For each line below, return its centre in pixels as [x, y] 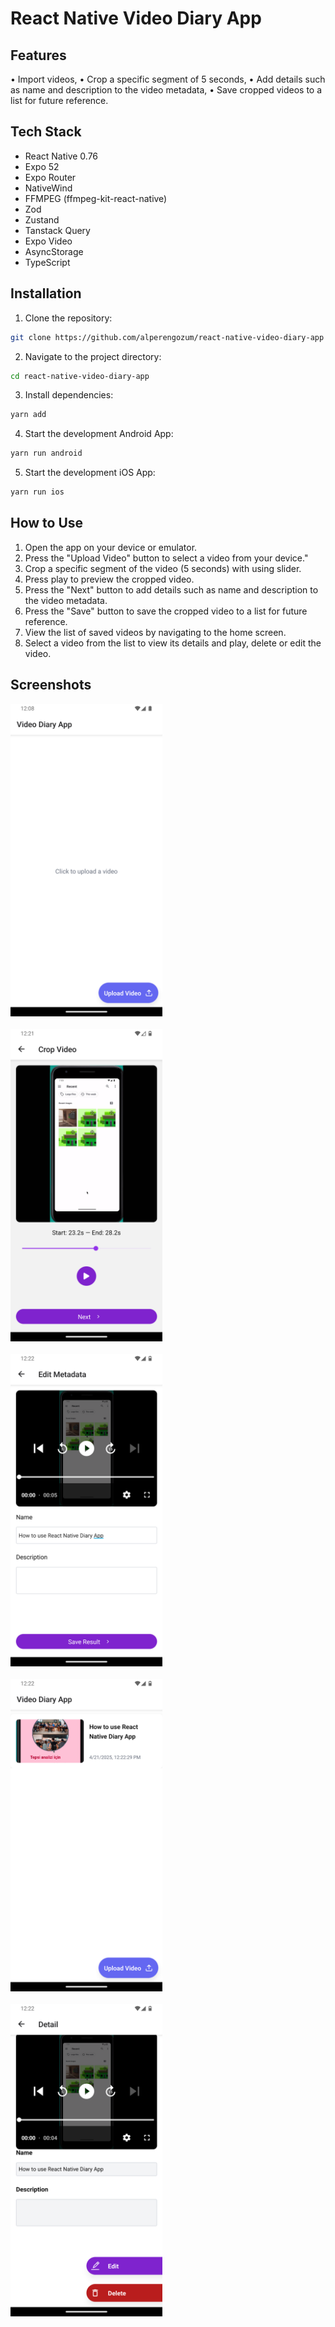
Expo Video [48, 241]
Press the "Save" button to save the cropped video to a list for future [166, 611]
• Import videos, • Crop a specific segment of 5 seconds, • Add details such [168, 79]
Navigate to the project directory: [93, 356]
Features [38, 55]
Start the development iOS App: [90, 473]
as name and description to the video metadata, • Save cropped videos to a [166, 90]
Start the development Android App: [99, 434]
